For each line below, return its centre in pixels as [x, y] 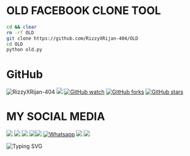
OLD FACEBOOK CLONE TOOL [84, 11]
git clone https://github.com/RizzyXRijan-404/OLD [72, 38]
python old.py [25, 50]
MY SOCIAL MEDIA [56, 117]
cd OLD [15, 44]
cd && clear [21, 27]
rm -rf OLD [20, 32]
